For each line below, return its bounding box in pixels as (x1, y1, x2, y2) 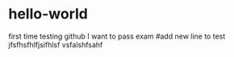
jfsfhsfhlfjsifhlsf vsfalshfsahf (8, 39, 103, 49)
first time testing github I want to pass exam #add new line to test (8, 31, 226, 41)
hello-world (8, 5, 89, 23)
